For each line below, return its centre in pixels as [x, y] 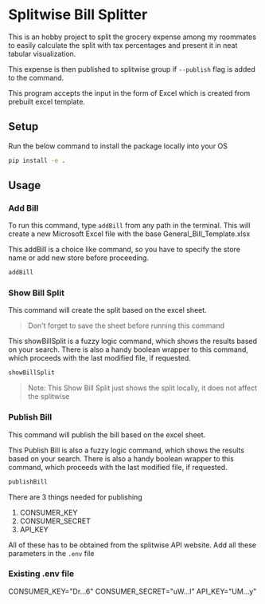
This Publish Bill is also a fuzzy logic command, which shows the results [127, 450]
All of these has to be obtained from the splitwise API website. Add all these [132, 545]
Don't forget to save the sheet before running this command [126, 326]
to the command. [36, 77]
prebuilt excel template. [47, 101]
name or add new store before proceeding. [79, 258]
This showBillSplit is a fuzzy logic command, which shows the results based [132, 341]
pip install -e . [37, 160]
